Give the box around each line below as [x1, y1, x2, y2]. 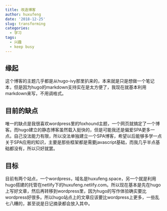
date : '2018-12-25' [5, 16, 46, 21]
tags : [5, 35, 16, 40]
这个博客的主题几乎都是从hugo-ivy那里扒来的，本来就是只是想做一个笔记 [5, 78, 155, 84]
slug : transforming [5, 21, 46, 26]
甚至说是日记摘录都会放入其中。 [26, 201, 93, 207]
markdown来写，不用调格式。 [5, 91, 66, 97]
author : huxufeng [5, 12, 41, 17]
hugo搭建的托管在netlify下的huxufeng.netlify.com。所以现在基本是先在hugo [5, 182, 161, 188]
